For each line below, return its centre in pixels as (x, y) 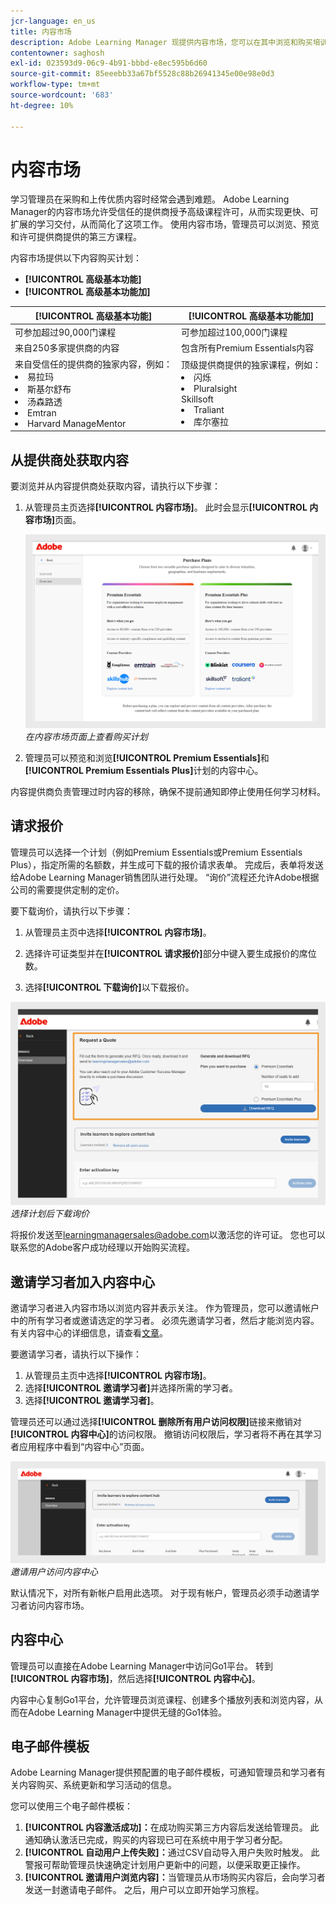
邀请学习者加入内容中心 (82, 1281)
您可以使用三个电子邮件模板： (71, 1806)
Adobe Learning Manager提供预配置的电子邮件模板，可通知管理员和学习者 (163, 1772)
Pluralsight (215, 389)
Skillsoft (197, 399)
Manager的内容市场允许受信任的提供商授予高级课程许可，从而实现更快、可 (164, 212)
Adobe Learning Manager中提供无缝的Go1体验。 (127, 1712)
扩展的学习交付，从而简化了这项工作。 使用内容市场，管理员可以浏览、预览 (165, 224)
